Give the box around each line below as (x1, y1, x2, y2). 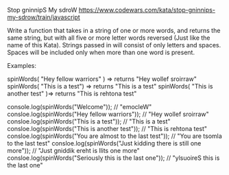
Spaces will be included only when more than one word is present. (7, 48, 195, 56)
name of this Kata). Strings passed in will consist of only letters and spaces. (7, 41, 221, 49)
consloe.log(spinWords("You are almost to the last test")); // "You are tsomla (7, 132, 223, 140)
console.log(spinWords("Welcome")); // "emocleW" (7, 103, 152, 110)
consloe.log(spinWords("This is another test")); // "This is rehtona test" (7, 125, 208, 132)
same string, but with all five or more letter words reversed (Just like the (7, 34, 210, 42)
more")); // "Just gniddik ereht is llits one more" (7, 147, 141, 154)
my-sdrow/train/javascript (7, 13, 80, 21)
